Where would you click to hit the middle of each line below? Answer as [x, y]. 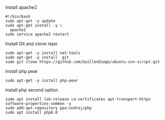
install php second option [32, 90]
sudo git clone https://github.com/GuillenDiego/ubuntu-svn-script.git [82, 62]
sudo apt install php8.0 [31, 112]
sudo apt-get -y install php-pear [42, 81]
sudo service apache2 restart [37, 34]
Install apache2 [21, 7]
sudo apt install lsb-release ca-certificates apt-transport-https [78, 99]
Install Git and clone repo [31, 44]
